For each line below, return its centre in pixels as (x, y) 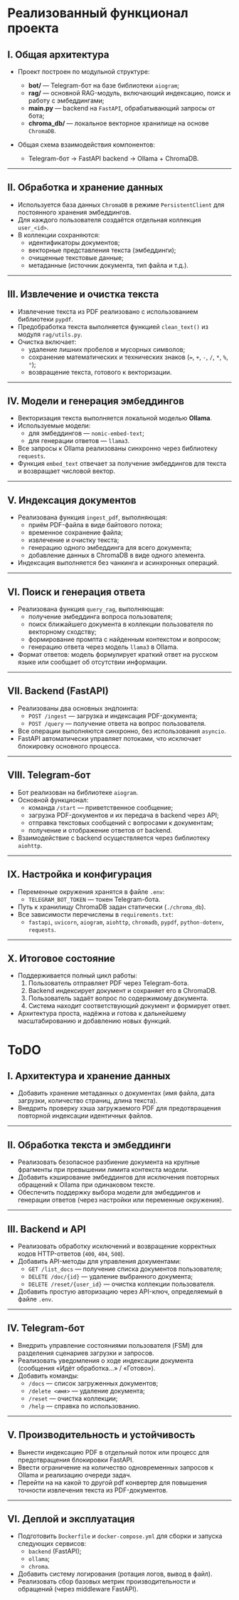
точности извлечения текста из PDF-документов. (93, 1490)
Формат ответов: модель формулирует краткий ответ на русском (118, 655)
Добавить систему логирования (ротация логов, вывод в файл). (115, 1574)
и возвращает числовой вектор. (67, 471)
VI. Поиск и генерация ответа (76, 592)
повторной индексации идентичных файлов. (85, 1116)
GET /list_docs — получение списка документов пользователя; (125, 1269)
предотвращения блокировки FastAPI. (76, 1460)
